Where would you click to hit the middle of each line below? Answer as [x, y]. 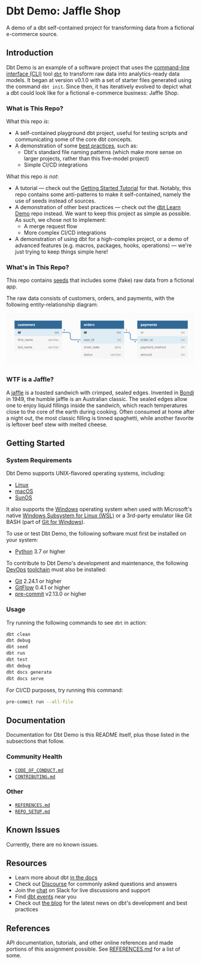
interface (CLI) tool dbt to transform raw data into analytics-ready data [93, 74]
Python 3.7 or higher [40, 552]
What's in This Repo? [38, 267]
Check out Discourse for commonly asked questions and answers [96, 884]
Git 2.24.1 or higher [38, 581]
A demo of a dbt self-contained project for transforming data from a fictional [100, 28]
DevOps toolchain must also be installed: [57, 570]
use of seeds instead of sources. [55, 201]
